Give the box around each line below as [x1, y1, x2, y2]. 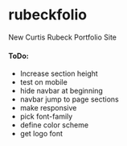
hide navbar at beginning [19, 86, 103, 96]
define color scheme [19, 120, 89, 130]
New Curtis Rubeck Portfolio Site [8, 32, 117, 42]
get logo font [19, 129, 63, 139]
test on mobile [19, 77, 68, 87]
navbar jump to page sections [19, 94, 119, 104]
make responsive [19, 103, 77, 113]
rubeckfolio [8, 6, 87, 24]
